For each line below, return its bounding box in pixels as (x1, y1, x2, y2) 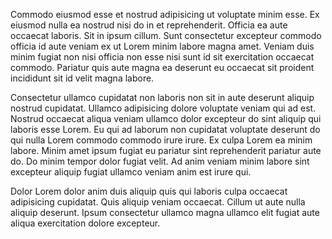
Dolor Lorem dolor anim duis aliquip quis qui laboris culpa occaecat (10, 185, 288, 197)
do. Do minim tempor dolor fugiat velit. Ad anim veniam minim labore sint (10, 155, 310, 167)
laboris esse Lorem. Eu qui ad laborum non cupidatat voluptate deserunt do (10, 124, 321, 135)
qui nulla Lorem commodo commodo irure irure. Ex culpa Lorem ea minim (10, 134, 313, 146)
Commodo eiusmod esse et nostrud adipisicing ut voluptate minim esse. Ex (10, 9, 320, 20)
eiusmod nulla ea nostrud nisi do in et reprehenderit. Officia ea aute (10, 19, 288, 31)
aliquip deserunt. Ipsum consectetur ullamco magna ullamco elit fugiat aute (10, 207, 320, 218)
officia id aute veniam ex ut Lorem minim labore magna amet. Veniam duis (10, 40, 315, 52)
